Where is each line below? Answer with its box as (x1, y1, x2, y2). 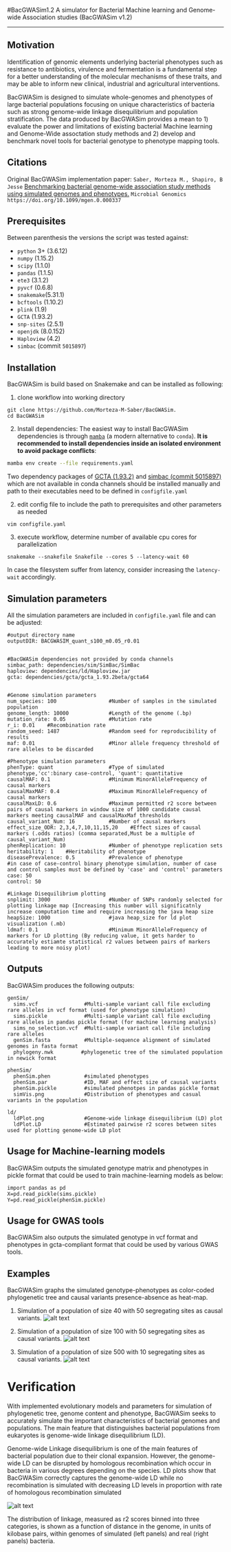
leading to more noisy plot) (7, 944, 91, 951)
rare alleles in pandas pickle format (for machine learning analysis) (7, 1019, 217, 1026)
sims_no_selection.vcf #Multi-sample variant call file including (13, 1024, 211, 1032)
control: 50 (7, 878, 41, 885)
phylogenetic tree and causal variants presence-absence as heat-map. (7, 1294, 208, 1302)
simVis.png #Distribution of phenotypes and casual (13, 1091, 201, 1098)
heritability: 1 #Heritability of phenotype (7, 848, 146, 855)
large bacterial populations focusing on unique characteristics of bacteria (7, 100, 215, 109)
